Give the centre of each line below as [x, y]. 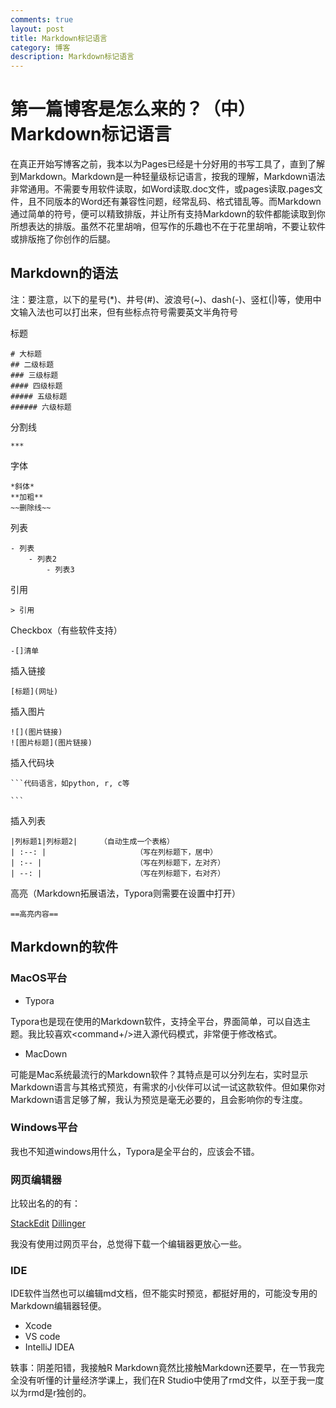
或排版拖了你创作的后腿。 [63, 239]
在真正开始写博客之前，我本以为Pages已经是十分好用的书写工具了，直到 [159, 164]
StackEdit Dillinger [48, 1223]
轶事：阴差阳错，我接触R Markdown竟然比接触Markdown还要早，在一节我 [163, 1368]
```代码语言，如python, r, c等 [70, 783]
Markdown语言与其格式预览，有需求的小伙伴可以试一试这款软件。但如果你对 [168, 1087]
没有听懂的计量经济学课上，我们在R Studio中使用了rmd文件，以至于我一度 [171, 1380]
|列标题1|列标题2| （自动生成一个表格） [92, 841]
